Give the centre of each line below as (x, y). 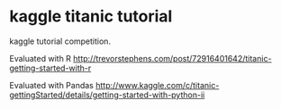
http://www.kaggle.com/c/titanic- (158, 85)
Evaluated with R (41, 58)
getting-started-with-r (50, 68)
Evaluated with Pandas (52, 85)
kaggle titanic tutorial (91, 17)
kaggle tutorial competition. (60, 41)
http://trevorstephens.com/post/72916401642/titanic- (172, 58)
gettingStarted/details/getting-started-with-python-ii (107, 95)
